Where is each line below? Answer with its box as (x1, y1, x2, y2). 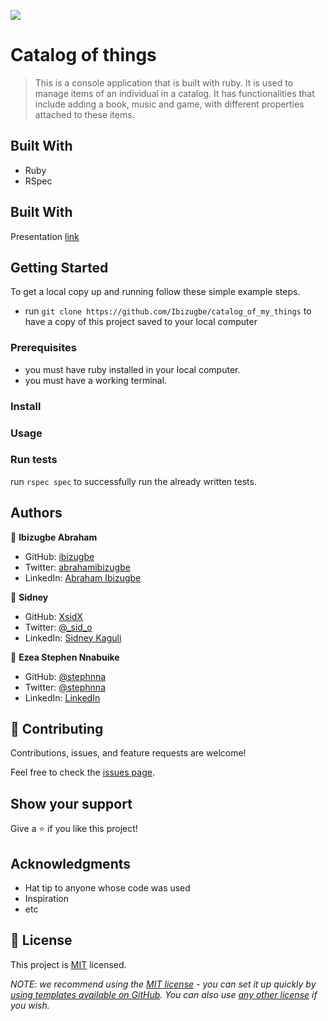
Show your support (10, 795, 133, 812)
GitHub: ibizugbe (24, 550, 95, 562)
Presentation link (10, 230, 80, 242)
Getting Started (10, 259, 109, 276)
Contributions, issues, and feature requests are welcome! (10, 747, 247, 759)
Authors (10, 505, 63, 522)
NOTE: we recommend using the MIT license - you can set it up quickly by (10, 978, 317, 990)
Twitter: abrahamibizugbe (24, 561, 131, 573)
